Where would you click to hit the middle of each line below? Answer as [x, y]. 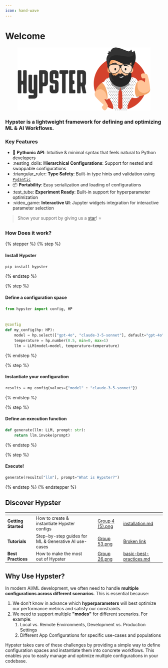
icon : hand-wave [22, 11]
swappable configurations [39, 169]
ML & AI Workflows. [29, 128]
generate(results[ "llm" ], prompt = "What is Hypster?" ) [62, 477]
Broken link [135, 541]
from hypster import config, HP [39, 309]
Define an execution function [36, 419]
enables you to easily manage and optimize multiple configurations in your [82, 656]
